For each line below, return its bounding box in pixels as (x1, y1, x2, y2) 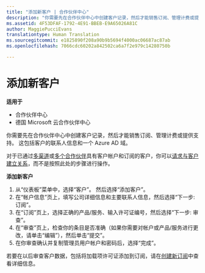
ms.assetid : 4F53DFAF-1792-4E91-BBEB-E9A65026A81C (6, 20, 138, 26)
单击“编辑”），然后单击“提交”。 (31, 231, 108, 239)
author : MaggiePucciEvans (6, 26, 72, 32)
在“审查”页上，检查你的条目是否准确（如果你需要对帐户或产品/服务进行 (15, 224, 193, 231)
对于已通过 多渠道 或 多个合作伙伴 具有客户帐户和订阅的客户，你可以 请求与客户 (6, 152, 199, 159)
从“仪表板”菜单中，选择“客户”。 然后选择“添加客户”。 (15, 186, 149, 193)
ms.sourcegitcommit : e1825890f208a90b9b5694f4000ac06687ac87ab (6, 37, 171, 43)
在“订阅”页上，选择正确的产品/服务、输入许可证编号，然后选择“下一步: (15, 208, 192, 216)
